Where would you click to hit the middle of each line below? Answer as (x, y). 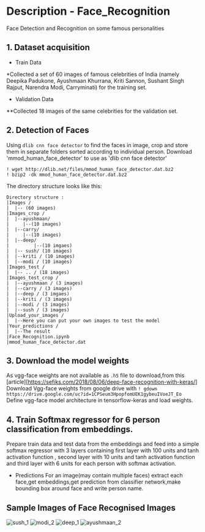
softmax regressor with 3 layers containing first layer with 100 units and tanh (102, 450)
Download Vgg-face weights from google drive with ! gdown (82, 389)
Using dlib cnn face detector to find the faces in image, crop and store (97, 145)
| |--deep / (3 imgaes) (38, 294)
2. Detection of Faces (48, 130)
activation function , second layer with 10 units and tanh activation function (101, 457)
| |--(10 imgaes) (39, 245)
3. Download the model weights (68, 361)
